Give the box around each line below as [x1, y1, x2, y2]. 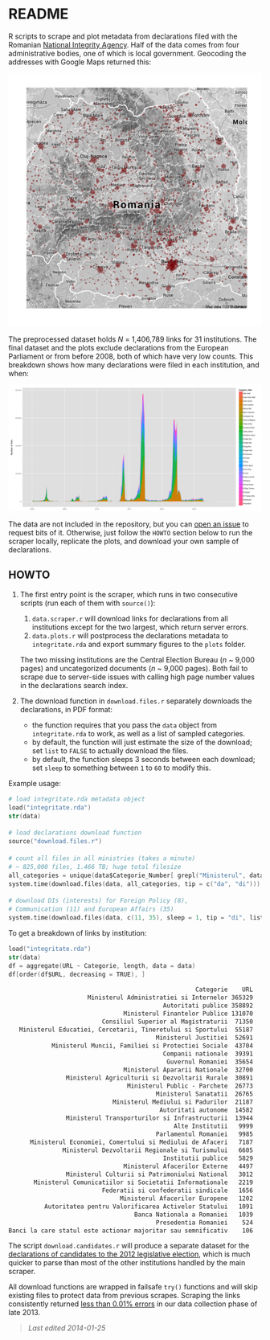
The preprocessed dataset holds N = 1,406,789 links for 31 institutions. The [8, 334, 257, 344]
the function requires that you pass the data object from [31, 720, 218, 730]
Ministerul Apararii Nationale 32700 [123, 1066, 253, 1074]
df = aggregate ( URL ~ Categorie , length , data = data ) [8, 961, 196, 969]
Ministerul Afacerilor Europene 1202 [119, 1195, 253, 1203]
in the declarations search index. [19, 680, 129, 690]
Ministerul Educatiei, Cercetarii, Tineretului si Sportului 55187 [18, 1026, 253, 1034]
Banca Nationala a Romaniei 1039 [133, 1211, 253, 1219]
